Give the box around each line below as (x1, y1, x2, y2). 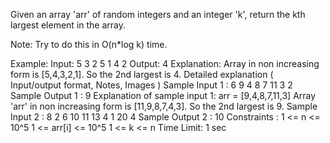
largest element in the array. (10, 19, 126, 31)
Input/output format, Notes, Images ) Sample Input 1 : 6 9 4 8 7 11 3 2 (10, 79, 293, 91)
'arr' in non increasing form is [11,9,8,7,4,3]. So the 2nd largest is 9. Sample (10, 100, 318, 112)
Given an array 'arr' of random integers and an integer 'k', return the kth (10, 9, 306, 20)
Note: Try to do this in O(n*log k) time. (10, 39, 168, 50)
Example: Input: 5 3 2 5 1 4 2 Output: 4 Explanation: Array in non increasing (10, 58, 320, 69)
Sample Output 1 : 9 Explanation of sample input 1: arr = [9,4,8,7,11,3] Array (10, 90, 317, 101)
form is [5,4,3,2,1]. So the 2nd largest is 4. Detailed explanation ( (10, 69, 274, 80)
